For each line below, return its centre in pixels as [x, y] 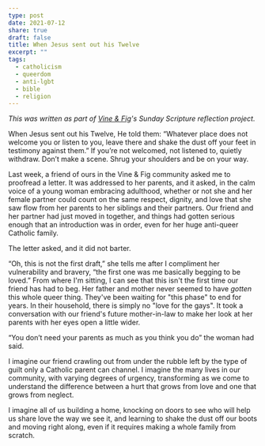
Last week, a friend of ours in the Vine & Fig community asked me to [119, 174]
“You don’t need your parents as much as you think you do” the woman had [131, 338]
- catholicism [38, 67]
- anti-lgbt [35, 81]
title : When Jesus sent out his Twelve [74, 45]
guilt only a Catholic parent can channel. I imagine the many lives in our [125, 370]
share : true [28, 30]
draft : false [30, 37]
